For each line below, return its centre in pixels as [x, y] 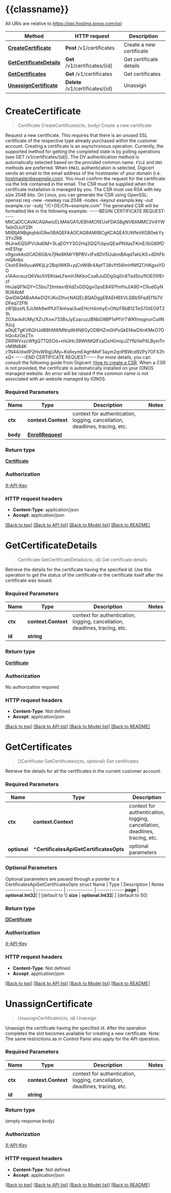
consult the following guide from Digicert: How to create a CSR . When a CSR [85, 362]
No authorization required [32, 687]
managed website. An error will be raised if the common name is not [77, 373]
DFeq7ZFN [17, 303]
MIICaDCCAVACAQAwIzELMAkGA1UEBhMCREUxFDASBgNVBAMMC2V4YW [85, 222]
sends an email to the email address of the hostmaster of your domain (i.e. [83, 173]
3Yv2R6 [14, 238]
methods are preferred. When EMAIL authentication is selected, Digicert [80, 168]
